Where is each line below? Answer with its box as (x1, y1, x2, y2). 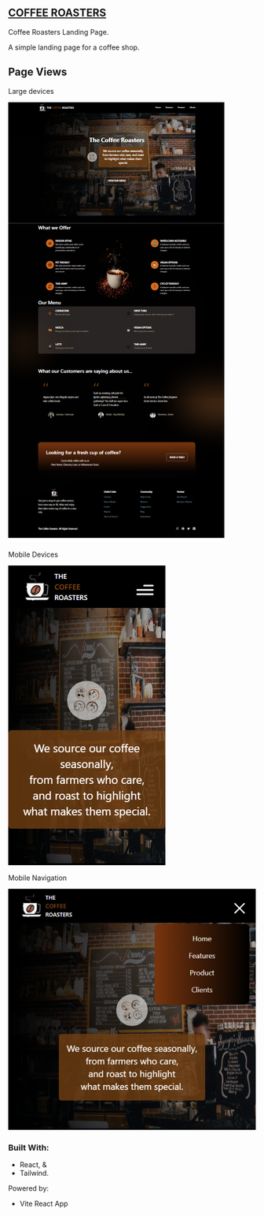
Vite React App (19, 1199, 68, 1209)
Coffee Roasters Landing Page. (8, 27, 109, 36)
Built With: (8, 1143, 49, 1154)
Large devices (8, 86, 54, 95)
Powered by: (8, 1184, 49, 1193)
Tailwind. (19, 1169, 49, 1178)
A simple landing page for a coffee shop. (8, 43, 140, 52)
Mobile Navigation (8, 873, 68, 882)
